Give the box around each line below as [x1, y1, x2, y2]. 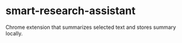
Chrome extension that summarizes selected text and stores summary [5, 24, 177, 31]
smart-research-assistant [5, 4, 136, 18]
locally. [5, 29, 23, 37]
